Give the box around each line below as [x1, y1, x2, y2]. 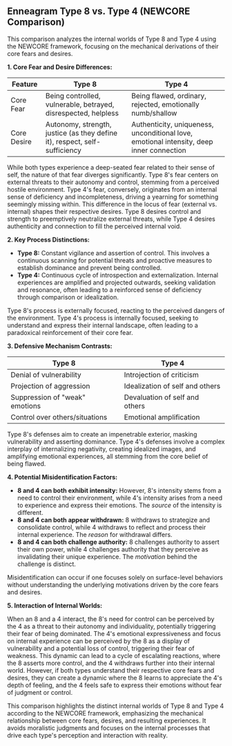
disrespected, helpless [45, 108, 119, 118]
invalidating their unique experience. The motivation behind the [17, 552, 198, 561]
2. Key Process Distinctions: [7, 235, 90, 244]
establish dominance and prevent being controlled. [17, 263, 162, 272]
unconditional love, [130, 128, 193, 138]
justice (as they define [45, 128, 118, 138]
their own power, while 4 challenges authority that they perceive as [17, 545, 209, 553]
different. [17, 508, 43, 516]
